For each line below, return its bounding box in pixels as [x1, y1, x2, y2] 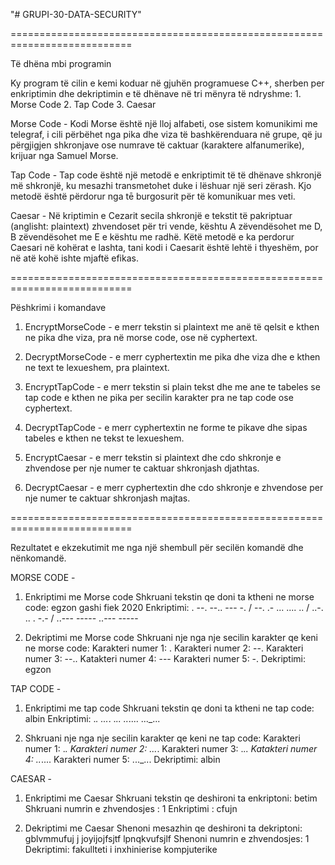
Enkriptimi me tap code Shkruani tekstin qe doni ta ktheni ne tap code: [24, 702, 315, 714]
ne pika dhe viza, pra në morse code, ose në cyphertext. [24, 332, 258, 343]
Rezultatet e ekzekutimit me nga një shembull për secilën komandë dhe [10, 542, 304, 553]
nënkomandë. [10, 552, 67, 564]
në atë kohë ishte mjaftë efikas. [10, 252, 139, 264]
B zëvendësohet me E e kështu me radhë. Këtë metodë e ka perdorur [10, 231, 295, 243]
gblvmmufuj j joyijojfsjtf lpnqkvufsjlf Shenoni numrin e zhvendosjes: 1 [24, 833, 310, 844]
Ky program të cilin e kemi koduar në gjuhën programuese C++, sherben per [10, 77, 325, 89]
